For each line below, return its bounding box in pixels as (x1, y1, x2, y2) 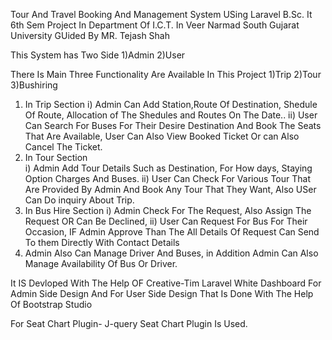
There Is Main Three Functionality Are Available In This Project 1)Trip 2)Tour (10, 69, 322, 80)
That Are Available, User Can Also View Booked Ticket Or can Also (24, 130, 300, 142)
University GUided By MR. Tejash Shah (10, 30, 171, 41)
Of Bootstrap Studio (10, 299, 93, 310)
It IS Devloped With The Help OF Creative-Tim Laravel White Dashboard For (10, 277, 322, 289)
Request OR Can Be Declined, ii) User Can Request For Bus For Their (24, 215, 308, 227)
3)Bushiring (10, 79, 58, 91)
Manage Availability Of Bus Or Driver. (24, 258, 178, 269)
